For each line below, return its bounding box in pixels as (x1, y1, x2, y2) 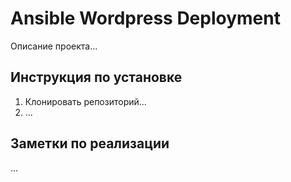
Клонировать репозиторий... (24, 95, 147, 107)
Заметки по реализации (10, 135, 170, 152)
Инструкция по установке (10, 69, 183, 86)
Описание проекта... (10, 40, 98, 52)
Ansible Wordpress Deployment (10, 7, 281, 30)
